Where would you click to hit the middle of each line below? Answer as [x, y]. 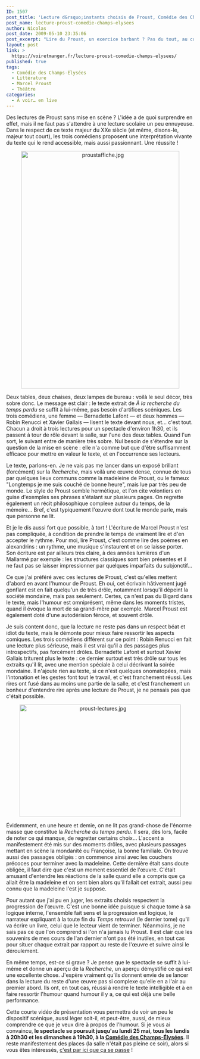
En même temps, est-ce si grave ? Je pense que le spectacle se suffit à [94, 962]
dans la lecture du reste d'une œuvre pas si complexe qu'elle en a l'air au [96, 981]
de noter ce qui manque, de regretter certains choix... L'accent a [85, 838]
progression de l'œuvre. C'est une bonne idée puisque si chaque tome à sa [99, 907]
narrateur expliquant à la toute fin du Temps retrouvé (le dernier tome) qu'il [98, 919]
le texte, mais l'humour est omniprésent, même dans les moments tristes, [96, 602]
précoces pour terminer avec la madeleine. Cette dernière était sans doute [98, 863]
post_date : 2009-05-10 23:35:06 [46, 34]
